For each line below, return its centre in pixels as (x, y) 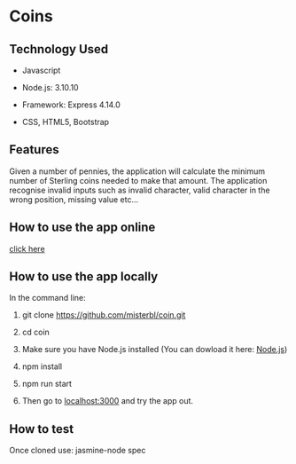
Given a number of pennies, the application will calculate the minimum (137, 171)
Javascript (41, 70)
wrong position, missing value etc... (74, 199)
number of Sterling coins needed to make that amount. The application (138, 180)
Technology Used (59, 49)
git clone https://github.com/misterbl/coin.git (104, 315)
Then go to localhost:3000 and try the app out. (107, 401)
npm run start (47, 384)
